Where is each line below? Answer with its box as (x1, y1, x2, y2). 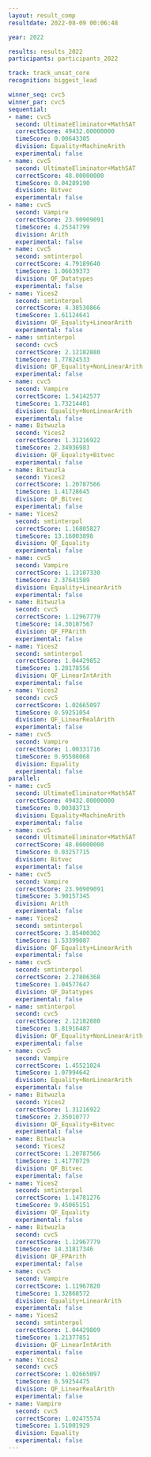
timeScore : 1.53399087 (15, 937, 90, 944)
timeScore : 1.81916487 (15, 1025, 90, 1033)
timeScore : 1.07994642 (15, 1069, 90, 1077)
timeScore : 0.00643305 (15, 135, 90, 143)
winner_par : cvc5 (8, 98, 66, 106)
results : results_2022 (8, 47, 83, 55)
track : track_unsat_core (8, 69, 90, 78)
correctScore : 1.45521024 (15, 1062, 101, 1069)
